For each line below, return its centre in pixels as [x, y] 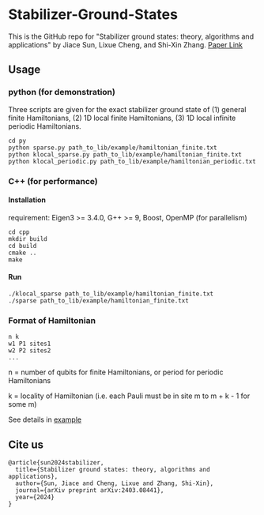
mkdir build [28, 239]
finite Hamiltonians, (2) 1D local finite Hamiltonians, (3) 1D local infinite [122, 118]
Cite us [26, 444]
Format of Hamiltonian [52, 320]
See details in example [45, 419]
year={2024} [35, 498]
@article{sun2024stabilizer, [56, 463]
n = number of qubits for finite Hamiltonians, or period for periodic [116, 372]
